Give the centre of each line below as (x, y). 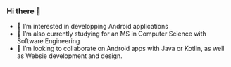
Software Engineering (48, 41)
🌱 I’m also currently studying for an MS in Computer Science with (112, 33)
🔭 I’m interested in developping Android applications (92, 27)
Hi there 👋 (24, 11)
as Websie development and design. (69, 56)
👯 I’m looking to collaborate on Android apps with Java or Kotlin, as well (120, 49)
